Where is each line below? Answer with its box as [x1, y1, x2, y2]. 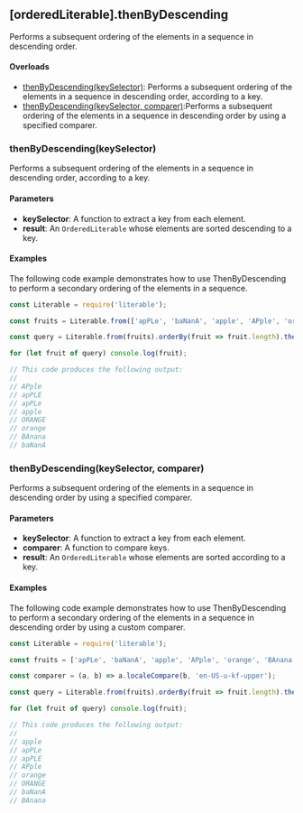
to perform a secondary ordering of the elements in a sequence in [9, 612, 255, 623]
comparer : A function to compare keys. [22, 542, 170, 553]
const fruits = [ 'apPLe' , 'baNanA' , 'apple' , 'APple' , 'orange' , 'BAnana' [9, 655, 297, 664]
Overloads [9, 61, 50, 72]
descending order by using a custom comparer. [9, 622, 187, 633]
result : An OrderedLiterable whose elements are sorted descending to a [22, 223, 292, 234]
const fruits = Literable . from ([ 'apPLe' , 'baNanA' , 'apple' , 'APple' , [9, 316, 280, 326]
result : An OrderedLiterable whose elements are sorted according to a [22, 552, 286, 563]
